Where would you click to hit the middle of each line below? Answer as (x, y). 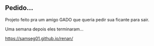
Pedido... (19, 8)
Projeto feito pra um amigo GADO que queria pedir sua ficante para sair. (77, 19)
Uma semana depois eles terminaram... (44, 29)
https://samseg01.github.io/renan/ (39, 38)
